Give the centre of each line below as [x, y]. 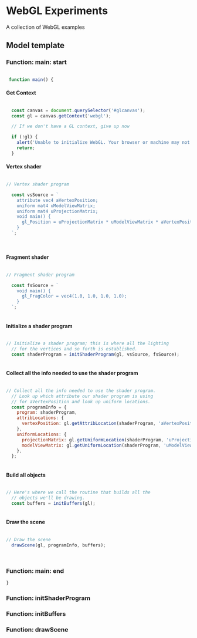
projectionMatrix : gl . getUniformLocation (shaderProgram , [93, 440]
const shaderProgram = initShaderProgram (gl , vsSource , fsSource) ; [96, 354]
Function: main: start [37, 62]
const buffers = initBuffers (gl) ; [53, 504]
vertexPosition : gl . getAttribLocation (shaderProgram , [89, 424]
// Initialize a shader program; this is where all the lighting [87, 344]
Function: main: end [35, 571]
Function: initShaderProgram [48, 598]
